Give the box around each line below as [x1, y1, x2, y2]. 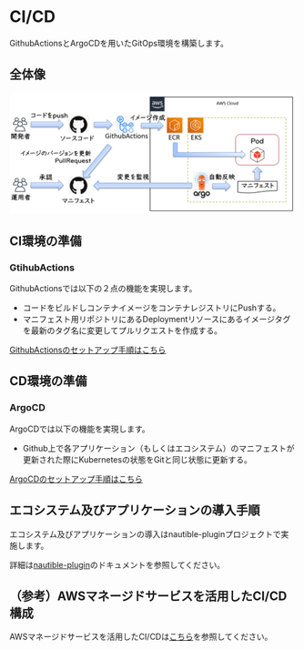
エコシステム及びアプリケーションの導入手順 [9, 503, 260, 518]
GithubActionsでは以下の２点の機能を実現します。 [9, 283, 198, 294]
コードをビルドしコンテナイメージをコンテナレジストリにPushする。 [22, 302, 281, 313]
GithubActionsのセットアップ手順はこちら [9, 344, 167, 356]
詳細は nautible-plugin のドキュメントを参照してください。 [9, 559, 226, 570]
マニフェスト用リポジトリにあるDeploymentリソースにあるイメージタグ [22, 314, 291, 325]
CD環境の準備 [9, 373, 87, 389]
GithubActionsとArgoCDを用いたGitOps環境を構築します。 [9, 37, 229, 48]
